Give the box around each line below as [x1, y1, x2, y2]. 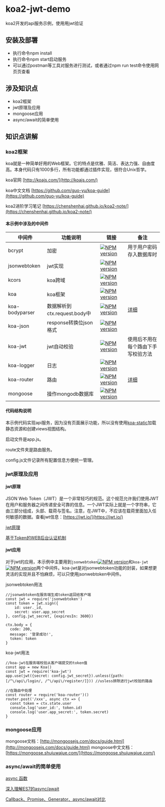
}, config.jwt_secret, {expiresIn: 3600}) [5, 613, 94, 619]
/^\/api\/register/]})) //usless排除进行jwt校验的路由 [45, 678, 153, 684]
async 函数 [5, 775, 28, 781]
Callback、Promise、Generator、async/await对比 [5, 796, 106, 802]
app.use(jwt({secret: [5, 673, 50, 678]
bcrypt [8, 247, 24, 254]
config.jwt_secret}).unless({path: [51, 673, 124, 678]
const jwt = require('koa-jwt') [5, 669, 71, 674]
